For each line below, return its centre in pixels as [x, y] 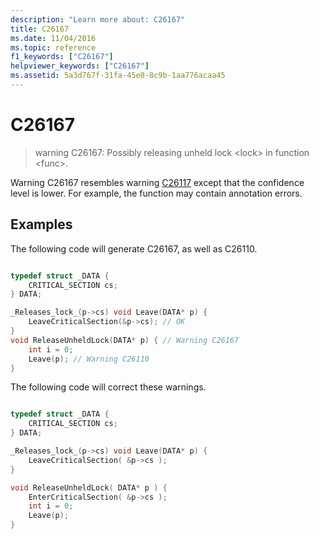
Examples [41, 224]
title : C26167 [40, 29]
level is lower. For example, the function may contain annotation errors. [156, 193]
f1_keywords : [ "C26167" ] [62, 57]
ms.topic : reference [53, 47]
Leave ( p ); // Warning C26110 [89, 359]
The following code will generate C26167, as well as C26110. [134, 248]
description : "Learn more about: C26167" [98, 19]
